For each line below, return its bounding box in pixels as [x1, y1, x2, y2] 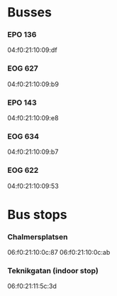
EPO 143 [7, 97, 37, 107]
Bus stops [7, 206, 67, 223]
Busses [7, 4, 52, 21]
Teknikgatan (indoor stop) [7, 266, 99, 276]
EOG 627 [7, 63, 39, 73]
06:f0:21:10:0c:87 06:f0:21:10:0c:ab [7, 248, 111, 257]
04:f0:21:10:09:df [7, 46, 58, 54]
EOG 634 [7, 132, 39, 141]
